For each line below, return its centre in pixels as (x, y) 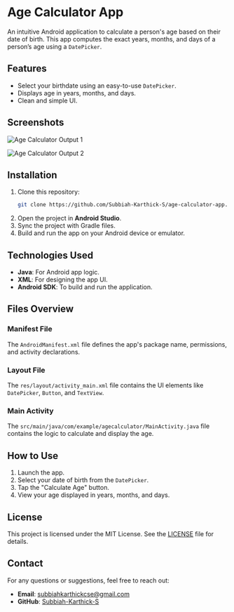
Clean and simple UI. (47, 100)
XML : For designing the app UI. (63, 280)
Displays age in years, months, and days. (77, 93)
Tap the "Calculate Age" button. (63, 488)
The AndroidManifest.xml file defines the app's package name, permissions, (117, 344)
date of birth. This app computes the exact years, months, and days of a (111, 39)
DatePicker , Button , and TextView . (56, 393)
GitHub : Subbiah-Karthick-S (58, 601)
